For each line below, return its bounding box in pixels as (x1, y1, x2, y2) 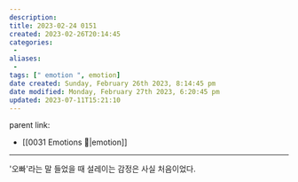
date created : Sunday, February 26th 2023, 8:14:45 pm (9, 79, 216, 88)
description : (9, 12, 58, 22)
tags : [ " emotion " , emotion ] (9, 71, 122, 80)
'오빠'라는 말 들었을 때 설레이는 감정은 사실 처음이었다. (9, 163, 197, 174)
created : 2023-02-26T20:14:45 (9, 29, 122, 38)
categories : (9, 37, 53, 47)
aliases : (9, 54, 42, 63)
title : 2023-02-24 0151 (9, 21, 98, 30)
